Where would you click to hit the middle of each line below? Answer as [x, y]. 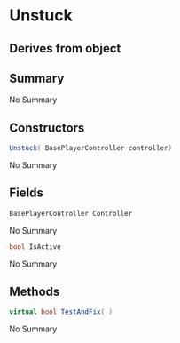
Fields [27, 193]
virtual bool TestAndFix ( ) [61, 312]
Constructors [47, 128]
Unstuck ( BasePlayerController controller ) [91, 148]
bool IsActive [35, 247]
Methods [35, 292]
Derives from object [65, 48]
